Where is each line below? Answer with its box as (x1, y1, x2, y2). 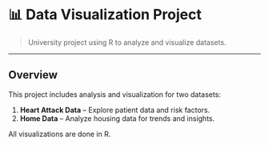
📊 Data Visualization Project (8, 6, 202, 24)
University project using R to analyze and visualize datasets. (27, 37, 227, 47)
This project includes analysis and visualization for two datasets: (8, 89, 222, 99)
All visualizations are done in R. (8, 129, 111, 139)
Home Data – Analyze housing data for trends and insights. (19, 113, 215, 123)
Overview (8, 68, 58, 82)
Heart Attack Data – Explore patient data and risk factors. (19, 105, 211, 115)
